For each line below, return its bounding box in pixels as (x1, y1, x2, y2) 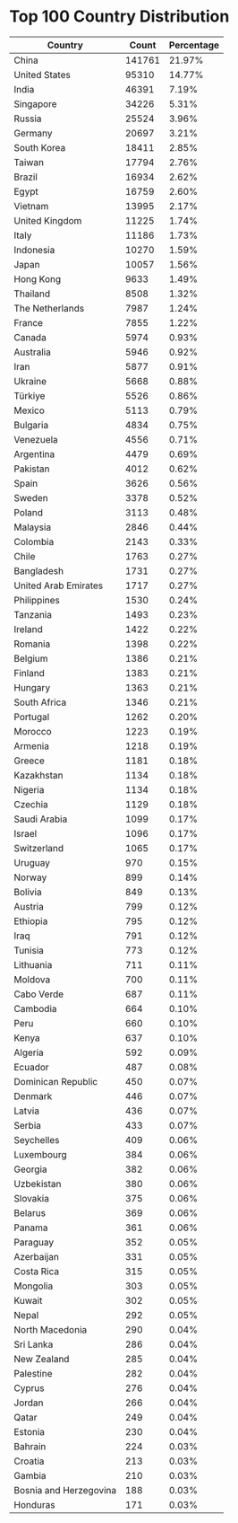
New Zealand (13, 1352, 70, 1365)
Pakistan (13, 462, 51, 475)
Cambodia (13, 1002, 57, 1015)
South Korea (13, 141, 66, 154)
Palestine (13, 1367, 53, 1379)
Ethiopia (13, 914, 48, 927)
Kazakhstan (13, 769, 64, 781)
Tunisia (13, 944, 45, 956)
